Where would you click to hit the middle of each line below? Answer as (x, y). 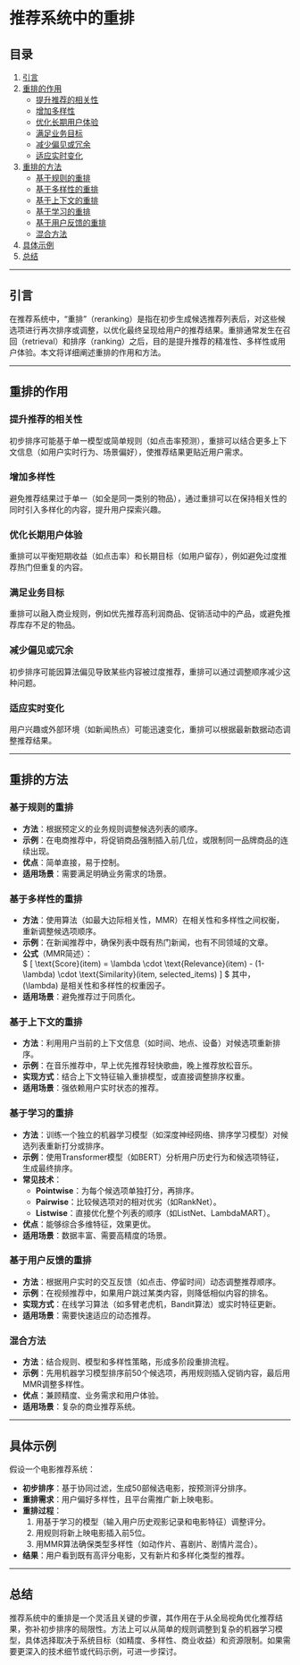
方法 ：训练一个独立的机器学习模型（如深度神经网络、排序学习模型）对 (151, 1134)
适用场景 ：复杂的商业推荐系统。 (81, 1406)
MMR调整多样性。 (55, 1384)
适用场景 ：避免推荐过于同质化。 (81, 996)
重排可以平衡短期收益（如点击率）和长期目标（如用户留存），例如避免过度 (144, 556)
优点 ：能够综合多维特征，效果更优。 (89, 1224)
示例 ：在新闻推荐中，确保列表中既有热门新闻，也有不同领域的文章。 (147, 942)
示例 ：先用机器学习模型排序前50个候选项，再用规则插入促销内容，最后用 (156, 1373)
